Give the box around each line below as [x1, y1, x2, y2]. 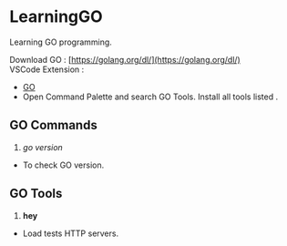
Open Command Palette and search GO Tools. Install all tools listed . [22, 91, 279, 102]
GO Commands [9, 118, 97, 133]
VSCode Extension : [9, 64, 85, 75]
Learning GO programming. [9, 36, 112, 47]
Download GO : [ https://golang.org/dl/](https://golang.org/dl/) [9, 54, 241, 65]
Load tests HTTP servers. [22, 228, 119, 239]
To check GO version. [22, 159, 105, 170]
